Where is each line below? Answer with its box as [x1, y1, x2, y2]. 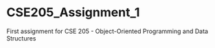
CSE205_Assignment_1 [6, 5, 140, 20]
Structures [6, 34, 36, 42]
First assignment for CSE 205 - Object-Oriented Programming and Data [6, 27, 209, 35]
